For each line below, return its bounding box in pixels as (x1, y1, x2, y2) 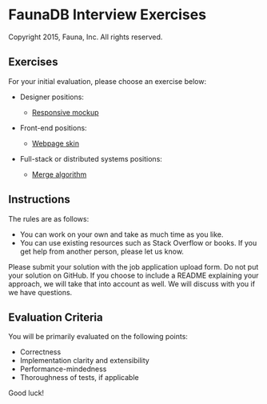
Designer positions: (19, 92, 84, 102)
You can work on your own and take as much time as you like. (19, 230, 224, 239)
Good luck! (8, 388, 45, 398)
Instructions (8, 193, 70, 206)
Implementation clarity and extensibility (19, 356, 149, 366)
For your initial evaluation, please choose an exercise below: (8, 76, 206, 86)
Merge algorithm (31, 170, 87, 179)
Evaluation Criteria (8, 310, 103, 324)
